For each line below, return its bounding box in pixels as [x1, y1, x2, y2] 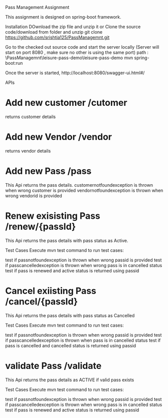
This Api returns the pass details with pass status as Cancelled [5, 312, 135, 318]
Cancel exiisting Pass [5, 285, 96, 297]
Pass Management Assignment [5, 5, 70, 10]
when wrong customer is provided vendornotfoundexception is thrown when [5, 187, 163, 193]
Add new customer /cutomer [5, 97, 127, 108]
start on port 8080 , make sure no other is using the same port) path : [5, 50, 149, 55]
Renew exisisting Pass [5, 210, 100, 221]
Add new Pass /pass [5, 166, 92, 177]
